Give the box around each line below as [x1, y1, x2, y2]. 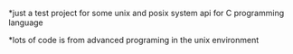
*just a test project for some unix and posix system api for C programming [8, 8, 285, 18]
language [8, 17, 43, 28]
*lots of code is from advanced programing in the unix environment [8, 35, 260, 45]
